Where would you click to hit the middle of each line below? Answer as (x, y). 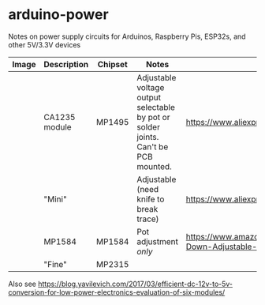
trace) (148, 219)
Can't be (153, 146)
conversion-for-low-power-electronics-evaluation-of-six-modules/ (117, 292)
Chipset (112, 64)
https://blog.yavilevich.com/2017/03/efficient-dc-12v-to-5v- (136, 284)
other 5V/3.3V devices (45, 44)
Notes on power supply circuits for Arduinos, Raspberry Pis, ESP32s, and (127, 36)
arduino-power (58, 15)
